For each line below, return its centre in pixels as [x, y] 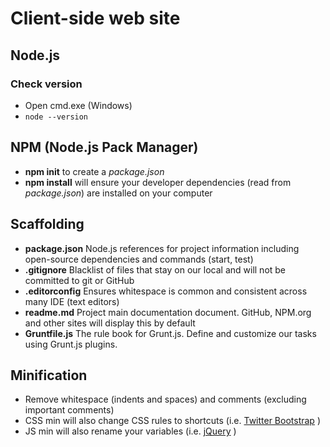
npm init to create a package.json [94, 171]
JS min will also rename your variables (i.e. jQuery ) [130, 431]
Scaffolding [47, 224]
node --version [56, 117]
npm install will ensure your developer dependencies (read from [158, 182]
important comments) [69, 410]
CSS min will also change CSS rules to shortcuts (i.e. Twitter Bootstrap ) [172, 421]
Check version [46, 84]
